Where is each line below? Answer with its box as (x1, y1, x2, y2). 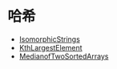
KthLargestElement (18, 43, 83, 52)
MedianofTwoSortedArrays (18, 51, 109, 61)
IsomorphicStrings (18, 34, 81, 44)
